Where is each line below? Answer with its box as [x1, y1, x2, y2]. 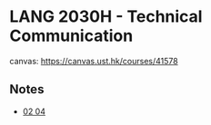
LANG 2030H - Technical [9, 6, 203, 27]
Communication [9, 25, 134, 46]
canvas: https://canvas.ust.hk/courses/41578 [9, 55, 179, 66]
